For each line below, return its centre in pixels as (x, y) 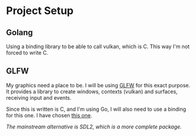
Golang (20, 33)
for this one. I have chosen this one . (49, 115)
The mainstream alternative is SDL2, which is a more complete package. (94, 127)
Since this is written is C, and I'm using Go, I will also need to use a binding (96, 109)
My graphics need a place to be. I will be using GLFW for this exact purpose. (98, 85)
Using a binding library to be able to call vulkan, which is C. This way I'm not (98, 46)
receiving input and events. (39, 97)
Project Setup (40, 11)
